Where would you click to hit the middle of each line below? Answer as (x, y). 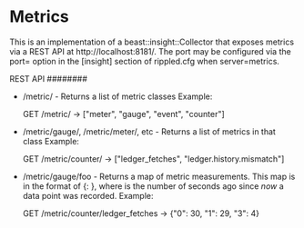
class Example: (51, 141)
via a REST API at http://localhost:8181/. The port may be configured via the (150, 51)
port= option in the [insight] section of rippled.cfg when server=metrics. (145, 61)
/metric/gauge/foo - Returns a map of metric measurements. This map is (159, 176)
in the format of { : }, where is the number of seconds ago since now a (153, 186)
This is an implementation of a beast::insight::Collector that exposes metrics (152, 42)
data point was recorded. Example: (88, 195)
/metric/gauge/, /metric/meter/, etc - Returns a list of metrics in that (149, 131)
